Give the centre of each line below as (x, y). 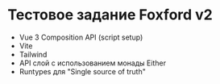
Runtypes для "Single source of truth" (82, 71)
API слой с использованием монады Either (93, 63)
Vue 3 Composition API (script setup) (81, 37)
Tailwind (33, 54)
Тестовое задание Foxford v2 (110, 15)
